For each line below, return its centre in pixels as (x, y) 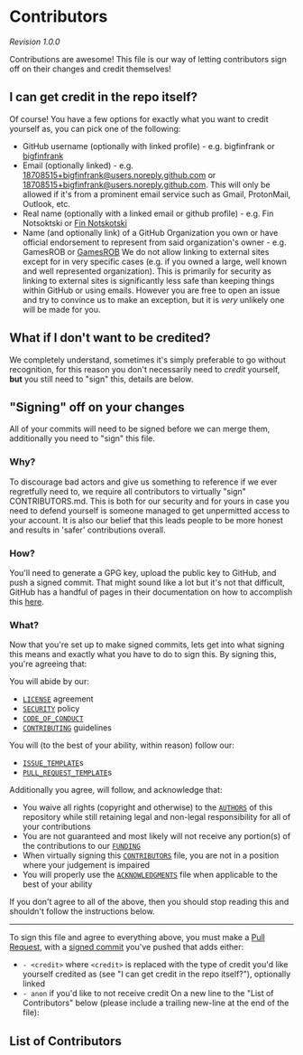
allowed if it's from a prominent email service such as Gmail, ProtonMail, (156, 194)
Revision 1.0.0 (35, 42)
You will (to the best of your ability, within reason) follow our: (122, 745)
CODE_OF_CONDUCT (53, 719)
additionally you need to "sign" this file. (82, 438)
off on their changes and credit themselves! (90, 69)
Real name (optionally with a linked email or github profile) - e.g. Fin (148, 213)
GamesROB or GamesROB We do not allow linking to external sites (146, 251)
